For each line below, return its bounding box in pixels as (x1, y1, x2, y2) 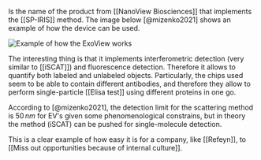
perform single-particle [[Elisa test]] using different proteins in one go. (8, 87, 237, 97)
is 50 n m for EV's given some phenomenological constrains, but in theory (8, 111, 246, 121)
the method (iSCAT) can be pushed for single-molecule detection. (8, 120, 222, 128)
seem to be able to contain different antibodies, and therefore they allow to (8, 79, 251, 88)
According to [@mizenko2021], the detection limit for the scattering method (8, 102, 254, 112)
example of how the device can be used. (8, 24, 140, 32)
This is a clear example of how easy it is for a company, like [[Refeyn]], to (8, 135, 247, 144)
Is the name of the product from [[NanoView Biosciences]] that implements (8, 7, 252, 16)
